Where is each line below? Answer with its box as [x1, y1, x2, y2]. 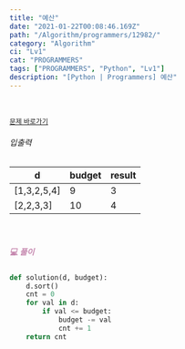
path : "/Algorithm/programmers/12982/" [9, 30, 161, 39]
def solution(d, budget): [9, 272, 108, 282]
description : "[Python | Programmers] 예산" [9, 73, 178, 82]
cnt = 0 [26, 290, 55, 299]
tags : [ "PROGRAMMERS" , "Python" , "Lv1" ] [9, 65, 166, 74]
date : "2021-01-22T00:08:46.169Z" [9, 22, 141, 31]
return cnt [26, 332, 67, 342]
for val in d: [26, 298, 79, 308]
